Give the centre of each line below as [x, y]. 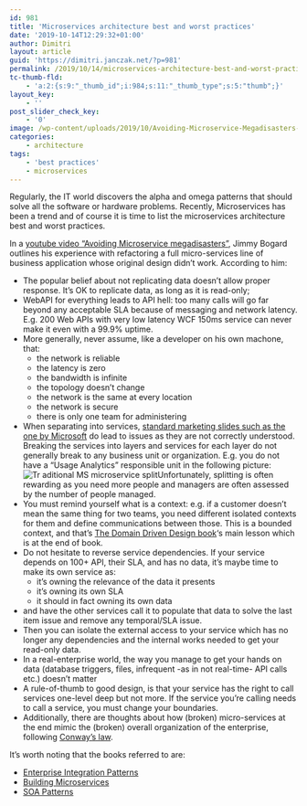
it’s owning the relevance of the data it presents [126, 582]
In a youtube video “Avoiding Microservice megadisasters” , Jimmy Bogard [148, 244]
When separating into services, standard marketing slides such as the [154, 427]
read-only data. [52, 650]
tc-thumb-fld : [37, 78]
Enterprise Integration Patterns [80, 772]
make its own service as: [69, 572]
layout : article [40, 52]
